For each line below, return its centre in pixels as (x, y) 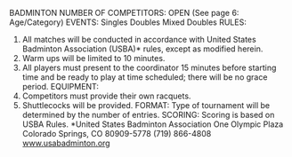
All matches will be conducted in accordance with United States (139, 39)
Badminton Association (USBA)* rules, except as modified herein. (142, 49)
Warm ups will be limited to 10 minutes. (93, 58)
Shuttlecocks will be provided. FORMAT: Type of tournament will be (146, 105)
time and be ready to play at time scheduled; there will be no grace (145, 77)
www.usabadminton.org (66, 143)
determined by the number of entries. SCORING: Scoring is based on (148, 115)
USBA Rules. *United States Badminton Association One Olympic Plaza (153, 124)
